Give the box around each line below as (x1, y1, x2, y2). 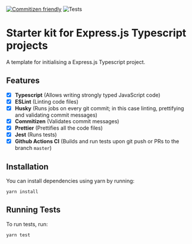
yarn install (6, 189, 39, 195)
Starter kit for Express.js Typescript (6, 27, 187, 40)
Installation (6, 162, 49, 172)
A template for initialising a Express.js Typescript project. (6, 58, 146, 65)
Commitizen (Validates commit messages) (14, 117, 119, 124)
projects (6, 39, 49, 53)
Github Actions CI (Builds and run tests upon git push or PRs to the (14, 138, 180, 145)
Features (6, 76, 40, 86)
